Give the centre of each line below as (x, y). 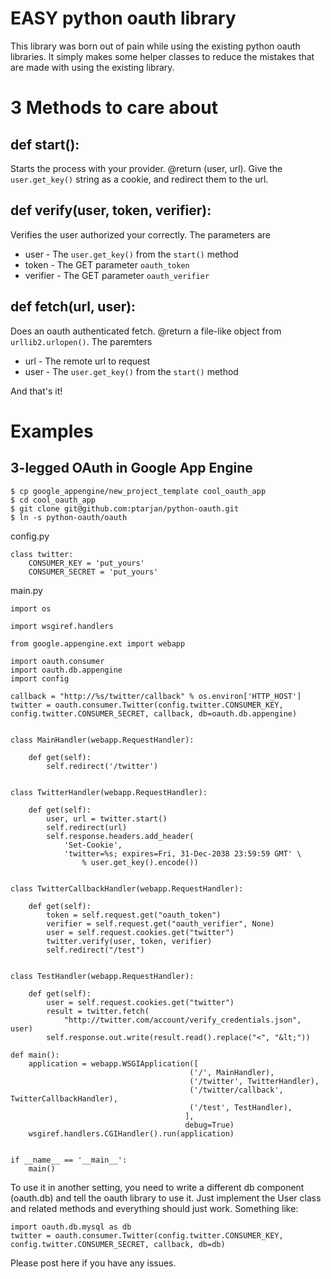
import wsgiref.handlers (62, 626)
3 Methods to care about (114, 108)
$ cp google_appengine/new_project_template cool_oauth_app (138, 491)
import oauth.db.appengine (66, 670)
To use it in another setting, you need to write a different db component (157, 1187)
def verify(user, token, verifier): (111, 210)
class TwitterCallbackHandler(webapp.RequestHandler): (127, 888)
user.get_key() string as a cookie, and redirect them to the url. (139, 179)
